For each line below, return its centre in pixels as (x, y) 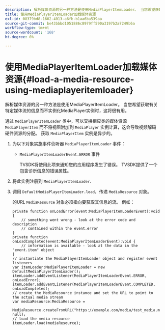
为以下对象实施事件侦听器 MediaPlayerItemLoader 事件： (69, 143)
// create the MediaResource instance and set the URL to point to (82, 293)
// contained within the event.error (60, 228)
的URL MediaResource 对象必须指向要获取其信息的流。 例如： (73, 202)
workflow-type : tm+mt (27, 28)
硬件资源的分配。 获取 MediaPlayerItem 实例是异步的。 (60, 133)
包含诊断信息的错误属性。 (45, 170)
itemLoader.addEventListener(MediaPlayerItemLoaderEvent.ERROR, (79, 275)
